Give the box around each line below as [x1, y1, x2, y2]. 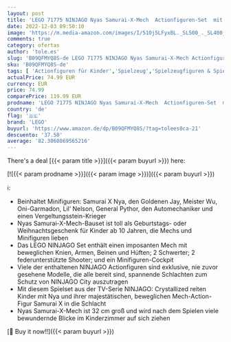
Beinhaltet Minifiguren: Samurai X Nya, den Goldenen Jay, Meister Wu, [16, 197, 218, 206]
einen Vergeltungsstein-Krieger [16, 212, 107, 220]
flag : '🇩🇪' [7, 112, 41, 119]
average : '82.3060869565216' [7, 138, 91, 145]
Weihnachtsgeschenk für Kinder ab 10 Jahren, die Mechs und [16, 227, 192, 235]
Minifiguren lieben [16, 234, 69, 242]
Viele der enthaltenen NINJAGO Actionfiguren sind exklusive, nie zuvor [16, 263, 219, 271]
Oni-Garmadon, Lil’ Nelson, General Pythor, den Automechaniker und [16, 205, 213, 213]
